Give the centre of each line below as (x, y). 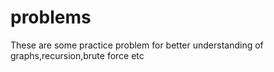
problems (51, 17)
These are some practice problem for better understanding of (137, 45)
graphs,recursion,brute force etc (77, 55)
